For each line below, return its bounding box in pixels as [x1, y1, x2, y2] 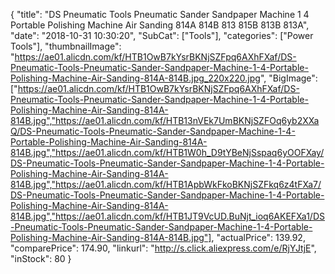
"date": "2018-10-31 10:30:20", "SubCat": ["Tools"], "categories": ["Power [10, 30, 314, 41]
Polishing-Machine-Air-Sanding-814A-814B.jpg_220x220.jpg [10, 72, 261, 84]
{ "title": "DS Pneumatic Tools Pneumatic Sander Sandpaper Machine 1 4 [10, 9, 310, 20]
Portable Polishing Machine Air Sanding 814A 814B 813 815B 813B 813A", [10, 19, 310, 31]
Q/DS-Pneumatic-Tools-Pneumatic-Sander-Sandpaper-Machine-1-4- [10, 125, 296, 137]
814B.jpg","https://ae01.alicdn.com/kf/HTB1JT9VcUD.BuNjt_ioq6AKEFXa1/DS [10, 210, 326, 222]
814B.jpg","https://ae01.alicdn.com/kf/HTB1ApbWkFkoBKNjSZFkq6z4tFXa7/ [10, 179, 322, 190]
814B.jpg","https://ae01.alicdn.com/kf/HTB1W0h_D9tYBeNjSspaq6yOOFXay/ [10, 147, 325, 158]
